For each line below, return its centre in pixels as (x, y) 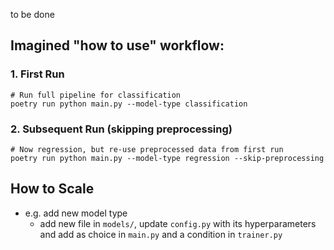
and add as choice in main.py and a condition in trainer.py (161, 234)
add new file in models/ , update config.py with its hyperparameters (178, 223)
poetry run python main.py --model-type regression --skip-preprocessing (167, 158)
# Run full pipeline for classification (96, 95)
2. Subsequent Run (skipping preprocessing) (121, 129)
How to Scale (52, 189)
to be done (32, 14)
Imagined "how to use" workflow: (117, 45)
